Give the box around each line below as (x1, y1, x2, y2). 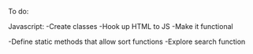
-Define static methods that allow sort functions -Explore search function (8, 37, 246, 46)
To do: (8, 7, 29, 16)
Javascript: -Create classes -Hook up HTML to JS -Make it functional (8, 22, 234, 31)
